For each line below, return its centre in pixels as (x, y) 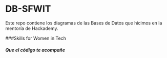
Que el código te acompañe (35, 50)
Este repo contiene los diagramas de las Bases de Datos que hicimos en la (84, 23)
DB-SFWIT (28, 9)
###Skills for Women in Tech (36, 38)
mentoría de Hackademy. (32, 28)
